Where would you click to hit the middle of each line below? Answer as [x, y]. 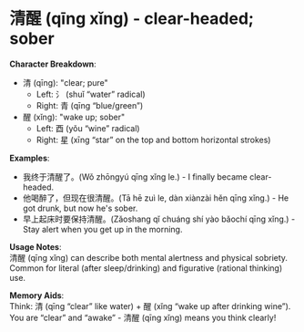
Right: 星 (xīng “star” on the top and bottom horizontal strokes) [153, 140]
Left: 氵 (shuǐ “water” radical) [91, 94]
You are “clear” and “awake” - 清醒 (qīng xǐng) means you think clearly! [143, 317]
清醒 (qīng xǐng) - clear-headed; [132, 19]
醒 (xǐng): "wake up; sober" [74, 117]
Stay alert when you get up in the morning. [102, 229]
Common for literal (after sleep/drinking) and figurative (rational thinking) [146, 268]
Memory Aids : [37, 295]
